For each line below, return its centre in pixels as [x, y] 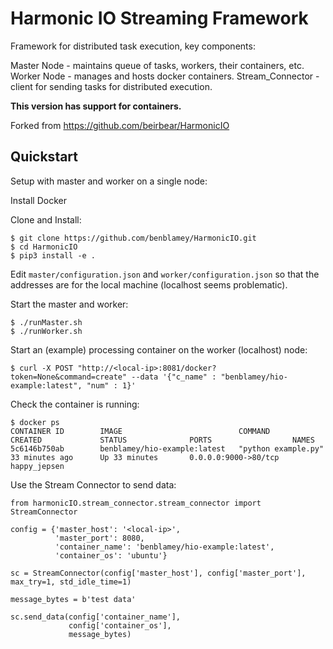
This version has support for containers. [96, 106]
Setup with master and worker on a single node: [109, 181]
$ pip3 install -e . [53, 255]
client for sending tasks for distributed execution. [111, 86]
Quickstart [44, 157]
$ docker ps [35, 422]
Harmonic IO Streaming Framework [159, 18]
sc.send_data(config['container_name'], [96, 617]
